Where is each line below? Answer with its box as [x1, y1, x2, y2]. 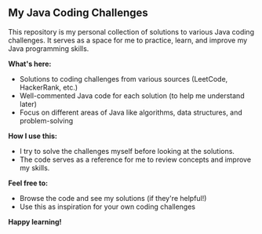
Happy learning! [8, 217, 62, 226]
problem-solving [19, 115, 73, 125]
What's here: [8, 59, 52, 68]
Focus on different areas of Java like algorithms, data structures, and [19, 108, 243, 117]
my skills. [19, 163, 50, 172]
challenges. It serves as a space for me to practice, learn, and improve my [8, 35, 248, 45]
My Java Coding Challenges [8, 6, 149, 20]
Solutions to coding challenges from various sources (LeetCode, [19, 74, 228, 83]
